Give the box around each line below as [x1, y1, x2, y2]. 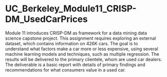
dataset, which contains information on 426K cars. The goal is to [5, 40, 138, 46]
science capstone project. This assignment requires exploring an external [5, 35, 156, 41]
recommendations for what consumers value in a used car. [5, 67, 126, 73]
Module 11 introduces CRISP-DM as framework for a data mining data [5, 30, 147, 36]
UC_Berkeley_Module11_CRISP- [5, 3, 137, 14]
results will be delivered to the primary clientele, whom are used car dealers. [5, 56, 163, 62]
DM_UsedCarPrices [5, 13, 88, 25]
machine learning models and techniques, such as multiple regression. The [5, 51, 160, 57]
